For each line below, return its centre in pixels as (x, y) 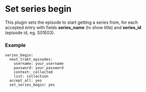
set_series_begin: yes (32, 85)
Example (15, 45)
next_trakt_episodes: (31, 60)
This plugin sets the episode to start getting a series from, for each (72, 22)
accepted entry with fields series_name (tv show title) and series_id (73, 27)
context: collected (33, 72)
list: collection (31, 77)
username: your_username (39, 64)
